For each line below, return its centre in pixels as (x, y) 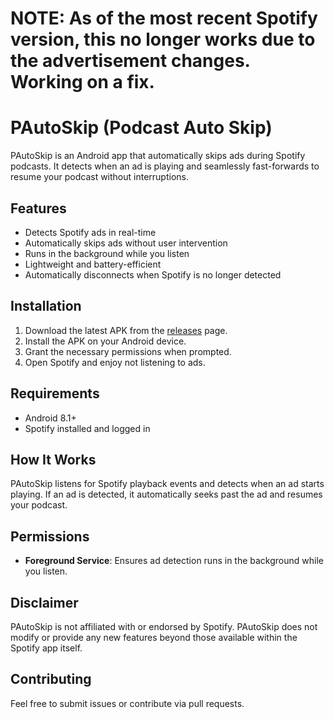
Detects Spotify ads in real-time (90, 232)
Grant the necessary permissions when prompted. (128, 351)
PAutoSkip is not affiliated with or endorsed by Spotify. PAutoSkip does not (164, 626)
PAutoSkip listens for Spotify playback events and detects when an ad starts (167, 484)
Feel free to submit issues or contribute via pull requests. (127, 703)
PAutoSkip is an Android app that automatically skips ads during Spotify (158, 156)
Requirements (55, 393)
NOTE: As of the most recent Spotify (164, 18)
